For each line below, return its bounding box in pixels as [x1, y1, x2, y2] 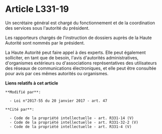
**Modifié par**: [5, 89, 41, 94]
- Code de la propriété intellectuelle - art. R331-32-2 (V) [9, 120, 139, 125]
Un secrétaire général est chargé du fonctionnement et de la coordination [5, 20, 155, 26]
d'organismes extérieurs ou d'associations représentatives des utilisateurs [5, 60, 157, 66]
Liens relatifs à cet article [5, 80, 58, 86]
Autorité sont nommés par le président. [5, 40, 85, 45]
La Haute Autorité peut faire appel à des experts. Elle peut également [5, 49, 146, 55]
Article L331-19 [5, 3, 69, 15]
